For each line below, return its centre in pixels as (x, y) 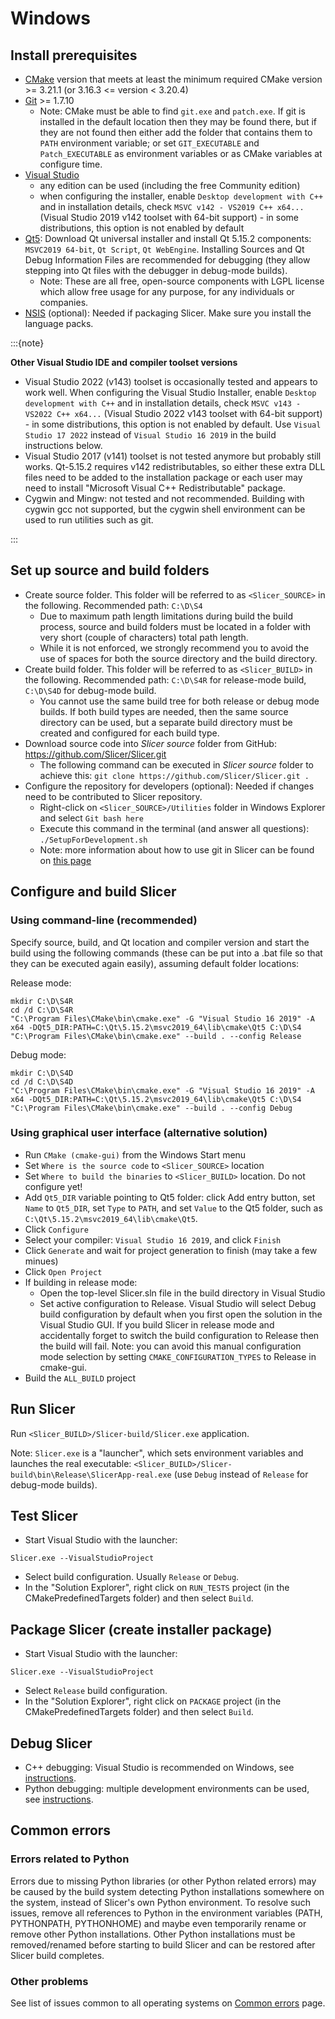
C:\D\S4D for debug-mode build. (90, 690)
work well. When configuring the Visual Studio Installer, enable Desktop (170, 392)
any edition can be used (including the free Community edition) (170, 185)
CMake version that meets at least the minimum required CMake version (173, 79)
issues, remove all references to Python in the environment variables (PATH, (166, 1913)
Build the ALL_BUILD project (80, 1378)
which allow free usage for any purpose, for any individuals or (167, 291)
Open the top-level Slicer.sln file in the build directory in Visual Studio (182, 1293)
